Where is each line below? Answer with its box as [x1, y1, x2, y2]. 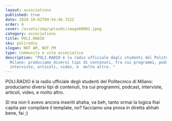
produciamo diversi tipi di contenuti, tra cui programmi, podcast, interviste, [5, 84, 163, 90]
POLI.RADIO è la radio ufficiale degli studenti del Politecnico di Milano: [5, 79, 154, 85]
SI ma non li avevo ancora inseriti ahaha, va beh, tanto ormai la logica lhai [5, 99, 160, 105]
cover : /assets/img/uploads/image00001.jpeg [5, 27, 102, 32]
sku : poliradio [5, 41, 38, 46]
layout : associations [5, 7, 52, 13]
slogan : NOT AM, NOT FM [5, 45, 56, 51]
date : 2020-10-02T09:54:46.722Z [5, 17, 74, 22]
